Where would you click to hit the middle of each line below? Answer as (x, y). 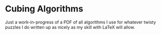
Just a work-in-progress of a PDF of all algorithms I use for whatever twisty (80, 22)
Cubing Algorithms (44, 9)
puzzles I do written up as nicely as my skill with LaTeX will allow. (70, 27)
